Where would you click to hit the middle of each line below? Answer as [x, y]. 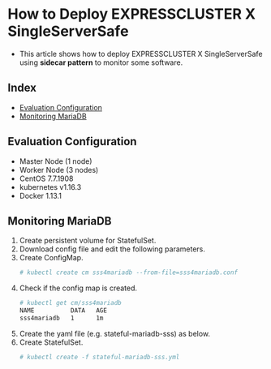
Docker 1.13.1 [41, 195]
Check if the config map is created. [78, 288]
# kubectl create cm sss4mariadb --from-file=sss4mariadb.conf [129, 272]
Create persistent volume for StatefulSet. [88, 241]
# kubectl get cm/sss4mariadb [71, 303]
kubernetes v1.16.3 [50, 187]
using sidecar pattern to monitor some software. [101, 62]
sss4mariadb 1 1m [61, 318]
